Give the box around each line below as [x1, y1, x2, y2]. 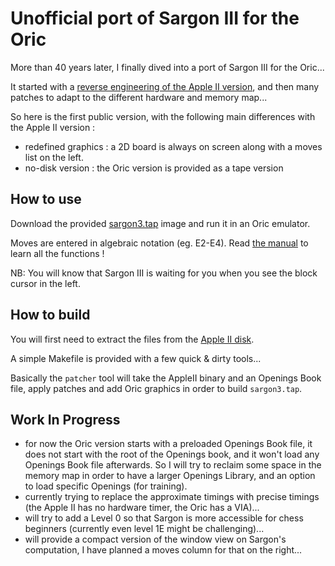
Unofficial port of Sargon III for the [10, 7, 300, 30]
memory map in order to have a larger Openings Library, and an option [24, 470, 316, 482]
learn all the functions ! [10, 247, 105, 259]
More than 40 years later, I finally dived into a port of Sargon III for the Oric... [10, 61, 325, 73]
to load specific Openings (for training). [24, 480, 188, 492]
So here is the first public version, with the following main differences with [10, 110, 316, 122]
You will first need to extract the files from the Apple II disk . [10, 333, 255, 345]
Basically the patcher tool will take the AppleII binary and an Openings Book [10, 372, 322, 384]
